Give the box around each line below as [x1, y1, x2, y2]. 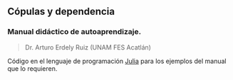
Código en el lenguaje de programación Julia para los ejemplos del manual [7, 57, 227, 65]
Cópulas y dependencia [7, 6, 115, 18]
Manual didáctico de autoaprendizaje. [7, 27, 141, 37]
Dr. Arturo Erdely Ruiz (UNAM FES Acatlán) [24, 42, 152, 52]
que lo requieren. [7, 64, 58, 73]
